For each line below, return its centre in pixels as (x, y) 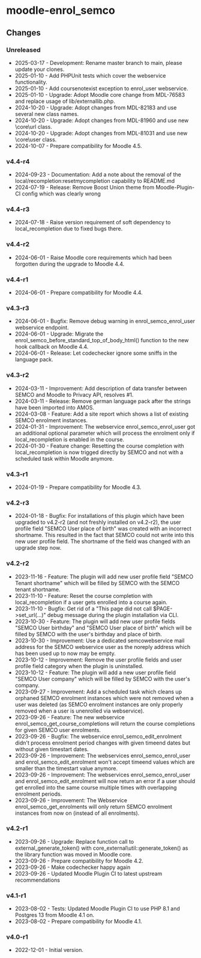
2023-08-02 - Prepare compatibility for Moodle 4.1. (78, 921)
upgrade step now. (38, 548)
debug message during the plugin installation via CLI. (113, 615)
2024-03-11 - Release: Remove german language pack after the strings (103, 401)
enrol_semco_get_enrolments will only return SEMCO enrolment (94, 806)
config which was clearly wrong (61, 194)
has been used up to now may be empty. (65, 653)
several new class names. (47, 114)
